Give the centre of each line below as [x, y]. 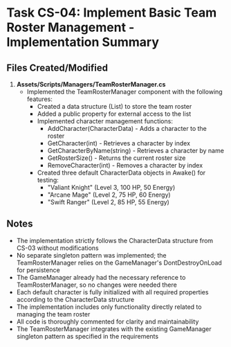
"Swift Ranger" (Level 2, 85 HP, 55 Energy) [109, 202]
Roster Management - [71, 27]
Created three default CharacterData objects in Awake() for [121, 172]
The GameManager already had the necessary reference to [101, 277]
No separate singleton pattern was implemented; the [91, 255]
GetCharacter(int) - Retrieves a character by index [119, 143]
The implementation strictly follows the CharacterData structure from [115, 240]
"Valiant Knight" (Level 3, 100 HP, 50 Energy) [111, 187]
